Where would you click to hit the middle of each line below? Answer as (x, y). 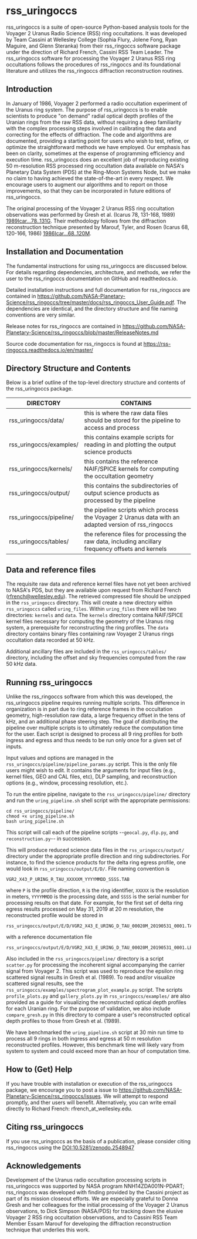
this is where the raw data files (126, 413)
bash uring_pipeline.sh (35, 821)
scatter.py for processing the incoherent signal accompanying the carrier (96, 965)
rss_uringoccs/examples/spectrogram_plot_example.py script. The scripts (94, 990)
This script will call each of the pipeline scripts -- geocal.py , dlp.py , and (92, 832)
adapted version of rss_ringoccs (128, 525)
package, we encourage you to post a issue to (62, 1090)
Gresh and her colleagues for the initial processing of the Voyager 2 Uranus (97, 1205)
